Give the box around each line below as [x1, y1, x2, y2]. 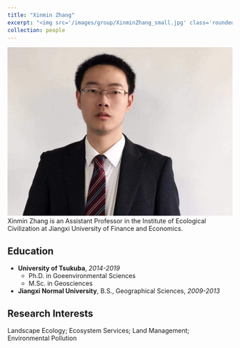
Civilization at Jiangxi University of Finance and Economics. [7, 225, 184, 233]
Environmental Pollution [7, 334, 77, 342]
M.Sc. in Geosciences [28, 279, 93, 288]
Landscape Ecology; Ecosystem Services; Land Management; [7, 327, 190, 334]
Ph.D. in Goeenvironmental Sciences [28, 272, 136, 280]
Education [7, 245, 54, 257]
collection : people [7, 26, 66, 34]
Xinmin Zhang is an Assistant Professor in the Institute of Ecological [7, 217, 206, 225]
